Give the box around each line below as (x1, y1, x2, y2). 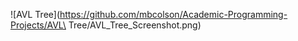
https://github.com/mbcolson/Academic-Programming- (59, 9, 288, 20)
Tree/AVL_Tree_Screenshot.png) (68, 19, 202, 31)
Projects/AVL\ (10, 19, 67, 31)
